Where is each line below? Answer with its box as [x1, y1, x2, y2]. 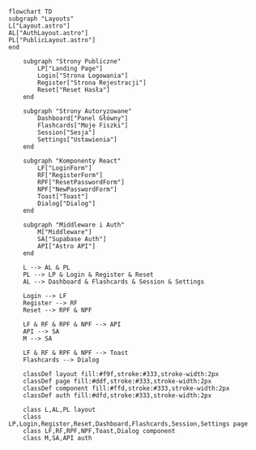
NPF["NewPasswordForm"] [37, 185, 117, 193]
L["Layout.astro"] [8, 22, 70, 30]
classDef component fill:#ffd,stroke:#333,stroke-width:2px [23, 384, 230, 392]
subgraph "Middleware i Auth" [23, 221, 126, 229]
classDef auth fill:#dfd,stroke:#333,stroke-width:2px [23, 392, 212, 400]
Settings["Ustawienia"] [37, 136, 117, 144]
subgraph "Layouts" [8, 15, 75, 23]
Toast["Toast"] [37, 193, 89, 201]
